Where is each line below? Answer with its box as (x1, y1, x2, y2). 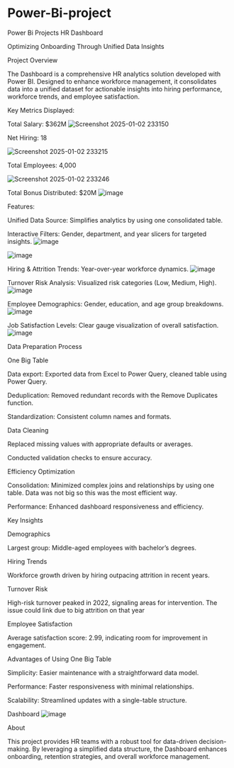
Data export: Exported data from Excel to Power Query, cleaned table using (7, 369, 227, 378)
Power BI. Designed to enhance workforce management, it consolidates (7, 77, 217, 86)
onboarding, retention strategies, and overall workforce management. (7, 752, 211, 760)
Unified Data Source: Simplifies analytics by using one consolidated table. (7, 216, 223, 224)
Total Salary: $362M (7, 119, 67, 128)
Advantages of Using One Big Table (7, 655, 112, 663)
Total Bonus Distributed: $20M (7, 188, 97, 196)
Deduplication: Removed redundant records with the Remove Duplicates (7, 391, 218, 399)
